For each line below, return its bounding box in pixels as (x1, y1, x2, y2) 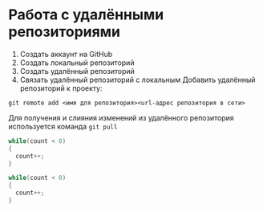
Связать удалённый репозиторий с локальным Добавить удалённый (19, 75, 256, 84)
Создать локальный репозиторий (19, 58, 135, 67)
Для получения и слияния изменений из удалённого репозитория (8, 112, 234, 122)
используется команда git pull (8, 121, 118, 131)
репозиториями (8, 22, 120, 41)
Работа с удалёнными (8, 6, 164, 24)
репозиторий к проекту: (19, 83, 103, 93)
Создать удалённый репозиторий (19, 66, 135, 75)
